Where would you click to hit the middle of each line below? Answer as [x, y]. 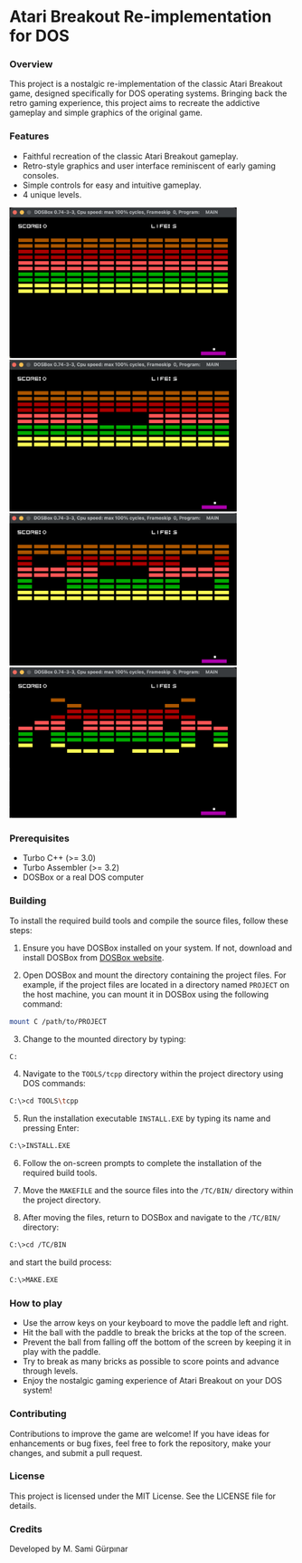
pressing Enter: [51, 1128]
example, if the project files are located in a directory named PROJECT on [156, 984]
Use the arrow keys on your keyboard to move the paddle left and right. [156, 1323]
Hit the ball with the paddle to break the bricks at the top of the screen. [154, 1333]
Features [29, 136]
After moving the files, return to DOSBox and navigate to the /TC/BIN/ [151, 1218]
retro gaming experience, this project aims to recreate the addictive [135, 103]
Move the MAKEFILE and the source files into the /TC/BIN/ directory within [158, 1191]
